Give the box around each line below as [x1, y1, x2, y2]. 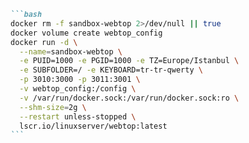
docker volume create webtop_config [10, 28, 163, 38]
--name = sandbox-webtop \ [19, 46, 123, 57]
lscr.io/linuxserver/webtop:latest [19, 121, 168, 131]
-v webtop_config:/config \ [19, 84, 137, 94]
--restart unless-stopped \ [19, 111, 137, 122]
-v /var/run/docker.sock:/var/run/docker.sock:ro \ [19, 93, 240, 103]
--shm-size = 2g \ [19, 102, 87, 112]
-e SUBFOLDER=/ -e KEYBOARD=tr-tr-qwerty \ [19, 65, 203, 75]
